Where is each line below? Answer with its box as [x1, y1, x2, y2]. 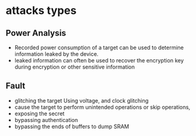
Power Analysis [5, 28, 66, 38]
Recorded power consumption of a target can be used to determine [14, 44, 184, 51]
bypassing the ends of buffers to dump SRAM [14, 123, 130, 130]
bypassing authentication [14, 116, 79, 123]
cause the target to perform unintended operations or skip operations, [14, 103, 191, 110]
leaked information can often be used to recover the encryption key [14, 57, 184, 64]
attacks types [5, 4, 77, 18]
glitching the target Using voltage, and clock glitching [14, 97, 149, 104]
